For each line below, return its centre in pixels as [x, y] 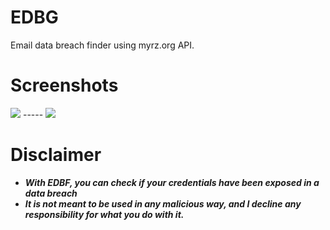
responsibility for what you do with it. [104, 214]
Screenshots [64, 85]
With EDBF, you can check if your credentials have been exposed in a [172, 182]
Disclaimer [56, 155]
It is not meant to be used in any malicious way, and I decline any [163, 203]
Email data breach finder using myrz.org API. [102, 45]
